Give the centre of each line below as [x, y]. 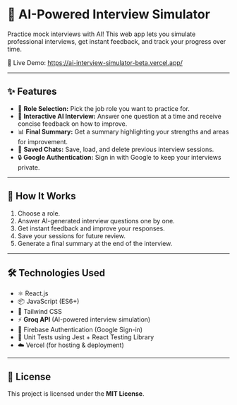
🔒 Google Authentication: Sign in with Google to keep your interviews [119, 157]
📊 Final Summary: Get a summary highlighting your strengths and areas [123, 131]
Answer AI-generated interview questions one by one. [96, 221]
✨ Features [32, 92]
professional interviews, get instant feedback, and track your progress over [117, 41]
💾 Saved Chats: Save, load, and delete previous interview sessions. [116, 149]
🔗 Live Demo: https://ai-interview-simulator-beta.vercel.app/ [95, 62]
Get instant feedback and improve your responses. [91, 228]
